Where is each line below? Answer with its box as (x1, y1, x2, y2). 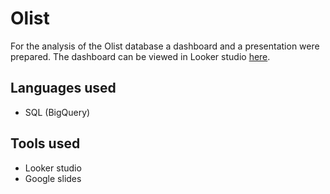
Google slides (24, 172, 82, 184)
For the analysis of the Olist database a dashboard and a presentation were (10, 40, 320, 52)
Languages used (10, 80, 117, 97)
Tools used (10, 135, 81, 152)
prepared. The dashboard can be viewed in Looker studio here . (10, 50, 271, 62)
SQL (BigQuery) (24, 106, 91, 118)
